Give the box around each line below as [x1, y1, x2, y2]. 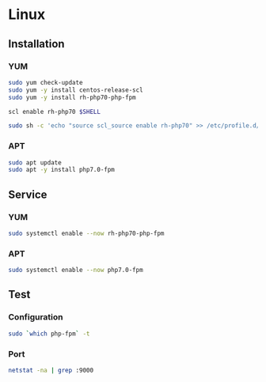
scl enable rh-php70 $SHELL [8, 108, 101, 115]
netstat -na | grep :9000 [8, 366, 93, 374]
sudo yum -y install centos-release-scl [8, 85, 144, 94]
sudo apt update [8, 158, 62, 167]
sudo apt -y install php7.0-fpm [8, 166, 115, 174]
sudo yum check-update [8, 78, 83, 86]
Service [8, 187, 47, 201]
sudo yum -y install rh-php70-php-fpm [8, 93, 136, 101]
